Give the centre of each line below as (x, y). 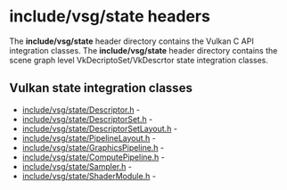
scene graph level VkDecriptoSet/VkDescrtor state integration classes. (139, 60)
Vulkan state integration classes (101, 88)
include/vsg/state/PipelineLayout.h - (89, 138)
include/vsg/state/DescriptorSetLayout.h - (100, 128)
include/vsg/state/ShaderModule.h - (89, 176)
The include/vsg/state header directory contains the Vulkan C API (131, 41)
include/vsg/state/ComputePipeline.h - (93, 157)
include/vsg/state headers (110, 17)
